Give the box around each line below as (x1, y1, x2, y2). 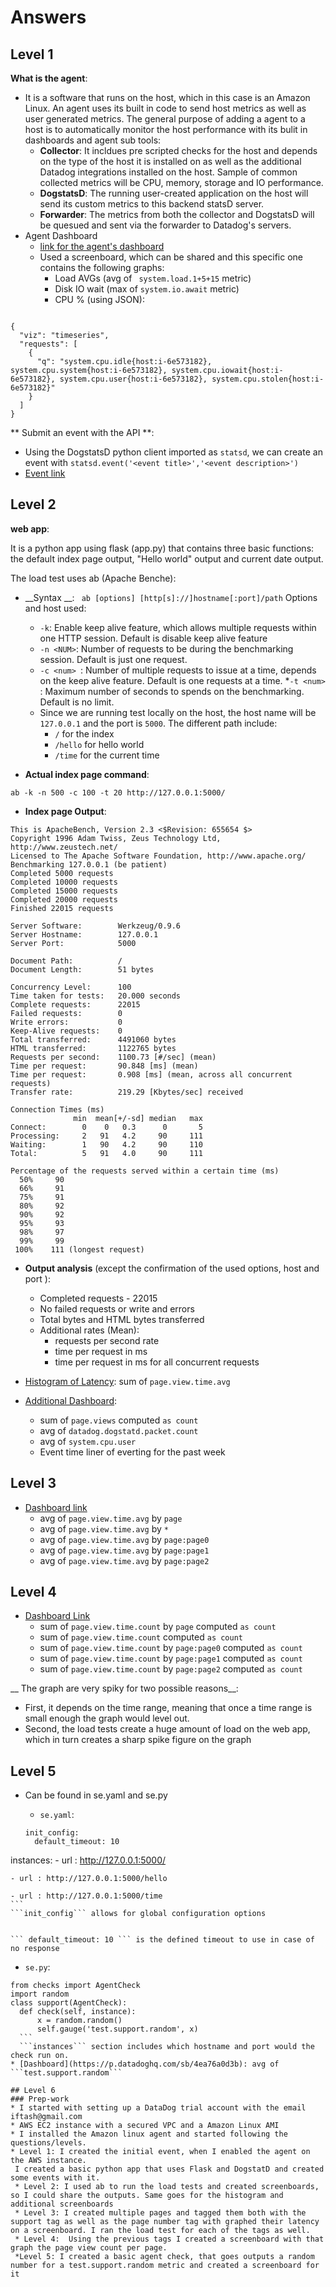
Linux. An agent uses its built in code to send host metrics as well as (24, 102, 307, 114)
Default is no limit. (39, 696, 115, 708)
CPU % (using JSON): (54, 294, 145, 305)
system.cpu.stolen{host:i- (211, 374, 325, 384)
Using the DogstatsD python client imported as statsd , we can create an (24, 446, 323, 458)
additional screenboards (10, 2199, 114, 2210)
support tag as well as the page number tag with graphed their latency (10, 2217, 320, 2227)
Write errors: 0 (10, 1017, 123, 1027)
